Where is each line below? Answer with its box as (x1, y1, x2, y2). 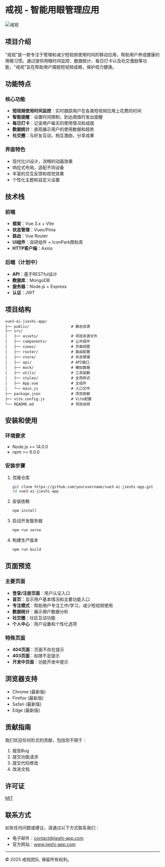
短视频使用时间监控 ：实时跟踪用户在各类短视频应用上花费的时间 (12, 108, 141, 114)
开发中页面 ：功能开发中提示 (12, 659, 69, 665)
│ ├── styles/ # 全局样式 (5, 375, 90, 380)
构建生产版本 (12, 537, 38, 543)
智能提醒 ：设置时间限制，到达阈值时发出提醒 (12, 114, 103, 120)
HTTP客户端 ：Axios (12, 245, 53, 252)
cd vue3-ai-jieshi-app (12, 489, 59, 494)
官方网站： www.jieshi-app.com (12, 841, 76, 847)
